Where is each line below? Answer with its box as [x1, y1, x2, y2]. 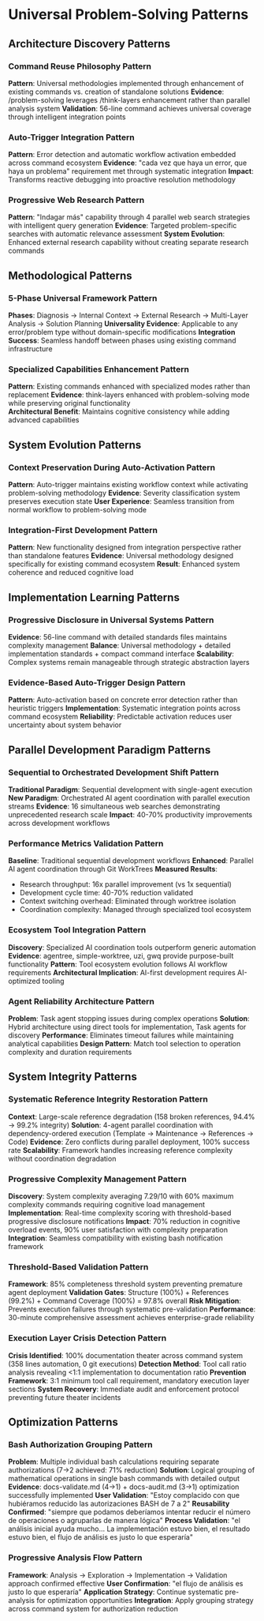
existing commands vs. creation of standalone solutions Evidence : [8, 87, 225, 96]
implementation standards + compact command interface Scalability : [8, 649, 235, 659]
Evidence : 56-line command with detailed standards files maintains [8, 632, 227, 642]
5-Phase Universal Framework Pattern [8, 292, 158, 303]
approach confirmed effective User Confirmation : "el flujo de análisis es [8, 1578, 244, 1588]
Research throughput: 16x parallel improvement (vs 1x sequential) [19, 880, 232, 889]
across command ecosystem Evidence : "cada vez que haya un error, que [8, 158, 247, 167]
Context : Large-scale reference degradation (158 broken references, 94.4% [8, 1112, 255, 1121]
